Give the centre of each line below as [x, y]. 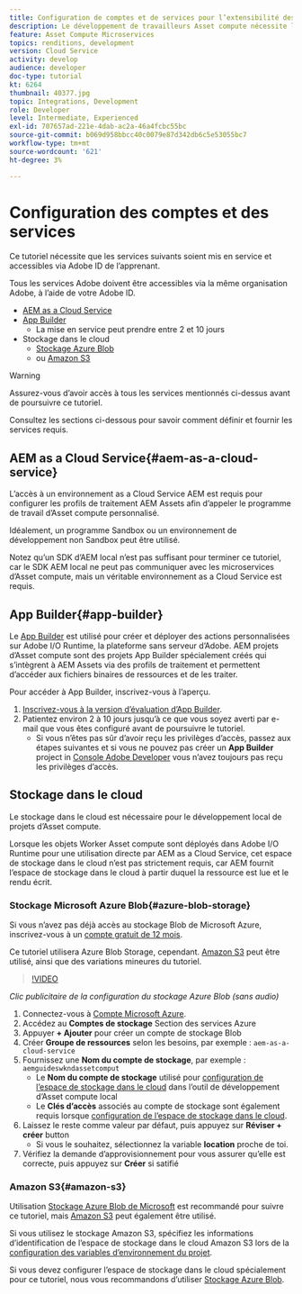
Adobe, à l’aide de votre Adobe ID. [73, 293]
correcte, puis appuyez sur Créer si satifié [101, 1163]
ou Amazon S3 [63, 358]
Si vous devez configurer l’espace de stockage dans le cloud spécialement [147, 1270]
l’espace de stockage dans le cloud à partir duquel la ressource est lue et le [149, 872]
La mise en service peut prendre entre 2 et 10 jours [130, 330]
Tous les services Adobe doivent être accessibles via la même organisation [148, 284]
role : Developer [40, 110]
